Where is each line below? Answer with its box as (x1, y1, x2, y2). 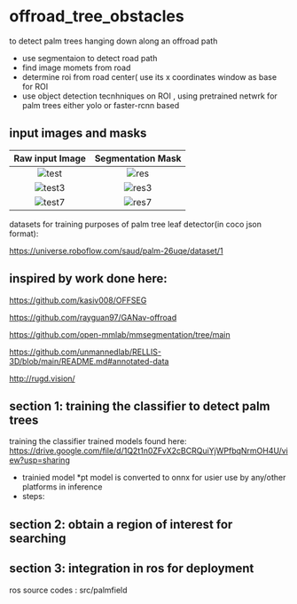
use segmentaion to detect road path (21, 52, 158, 63)
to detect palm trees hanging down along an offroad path (9, 36, 218, 46)
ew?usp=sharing (9, 455, 71, 465)
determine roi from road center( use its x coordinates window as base (21, 71, 277, 82)
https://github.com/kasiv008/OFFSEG (9, 295, 147, 306)
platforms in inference (21, 481, 103, 492)
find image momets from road (21, 62, 131, 73)
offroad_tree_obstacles (9, 6, 184, 27)
